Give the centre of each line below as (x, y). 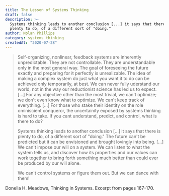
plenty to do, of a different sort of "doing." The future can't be (81, 136)
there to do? (30, 121)
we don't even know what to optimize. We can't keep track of (81, 100)
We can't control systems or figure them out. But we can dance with (88, 173)
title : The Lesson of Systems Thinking (47, 10)
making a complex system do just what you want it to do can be (83, 78)
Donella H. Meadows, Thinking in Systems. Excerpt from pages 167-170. (80, 188)
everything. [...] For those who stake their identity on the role (80, 105)
